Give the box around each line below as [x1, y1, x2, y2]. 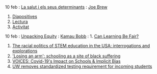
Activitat [12, 24, 29, 30]
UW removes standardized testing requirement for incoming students [12, 63, 153, 69]
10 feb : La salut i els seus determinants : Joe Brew [5, 4, 108, 10]
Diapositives [12, 14, 38, 19]
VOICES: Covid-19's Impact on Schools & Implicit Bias [12, 58, 121, 64]
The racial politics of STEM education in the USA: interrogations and [12, 43, 150, 48]
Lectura [12, 19, 28, 24]
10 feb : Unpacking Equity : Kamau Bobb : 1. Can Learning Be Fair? [5, 34, 139, 39]
